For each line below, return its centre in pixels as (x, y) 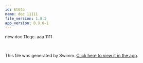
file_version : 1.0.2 (26, 18)
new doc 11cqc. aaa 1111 (29, 37)
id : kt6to (15, 9)
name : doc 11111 (21, 14)
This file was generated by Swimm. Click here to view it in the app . (72, 56)
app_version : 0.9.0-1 (27, 23)
